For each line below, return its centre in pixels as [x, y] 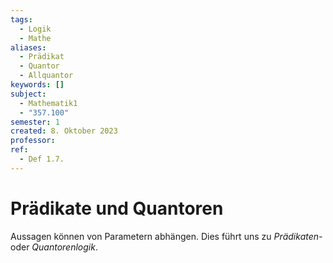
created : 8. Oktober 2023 [64, 131]
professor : [33, 141]
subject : [28, 94]
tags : [21, 19]
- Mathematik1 [48, 103]
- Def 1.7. [42, 159]
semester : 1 [35, 122]
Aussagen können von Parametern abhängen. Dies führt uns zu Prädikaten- [166, 236]
